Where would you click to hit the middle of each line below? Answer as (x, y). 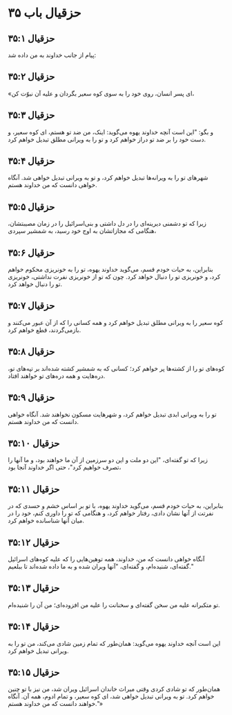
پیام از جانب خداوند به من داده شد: (52, 55)
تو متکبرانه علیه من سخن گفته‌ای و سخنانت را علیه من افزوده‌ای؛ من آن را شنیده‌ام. (114, 605)
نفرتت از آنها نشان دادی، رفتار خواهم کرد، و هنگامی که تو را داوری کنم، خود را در (111, 513)
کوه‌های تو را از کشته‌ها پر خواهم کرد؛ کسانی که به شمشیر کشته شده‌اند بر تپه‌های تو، (116, 368)
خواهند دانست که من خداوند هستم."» (55, 704)
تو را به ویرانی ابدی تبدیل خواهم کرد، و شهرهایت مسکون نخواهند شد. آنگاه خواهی (112, 414)
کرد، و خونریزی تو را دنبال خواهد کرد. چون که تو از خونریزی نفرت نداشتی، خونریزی (114, 277)
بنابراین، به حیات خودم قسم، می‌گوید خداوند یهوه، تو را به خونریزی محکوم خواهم (110, 270)
